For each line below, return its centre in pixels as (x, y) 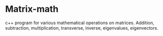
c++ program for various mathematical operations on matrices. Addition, (80, 23)
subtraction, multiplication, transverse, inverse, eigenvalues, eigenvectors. (82, 28)
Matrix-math (32, 9)
